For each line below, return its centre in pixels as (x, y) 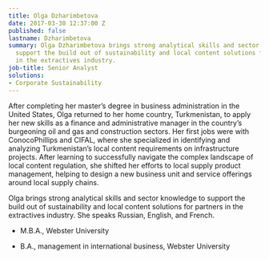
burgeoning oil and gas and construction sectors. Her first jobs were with (129, 131)
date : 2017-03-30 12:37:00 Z (57, 23)
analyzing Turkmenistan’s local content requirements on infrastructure (124, 148)
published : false (37, 30)
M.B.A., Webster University (64, 230)
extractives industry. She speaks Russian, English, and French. (111, 215)
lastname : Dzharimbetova (50, 38)
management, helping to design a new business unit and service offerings (130, 174)
